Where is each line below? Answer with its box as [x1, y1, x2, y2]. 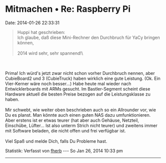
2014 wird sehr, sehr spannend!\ [17, 50, 83, 56]
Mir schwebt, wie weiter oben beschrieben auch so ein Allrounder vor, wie [5, 107, 157, 113]
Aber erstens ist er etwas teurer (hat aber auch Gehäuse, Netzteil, [5, 117, 139, 123]
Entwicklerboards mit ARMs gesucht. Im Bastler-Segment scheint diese [5, 86, 151, 92]
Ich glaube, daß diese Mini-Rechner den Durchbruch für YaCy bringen [17, 34, 160, 40]
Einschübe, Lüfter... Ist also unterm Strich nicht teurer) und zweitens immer [5, 122, 158, 129]
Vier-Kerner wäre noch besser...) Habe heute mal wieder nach [5, 80, 132, 87]
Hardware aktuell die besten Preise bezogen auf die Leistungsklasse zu [5, 91, 151, 97]
